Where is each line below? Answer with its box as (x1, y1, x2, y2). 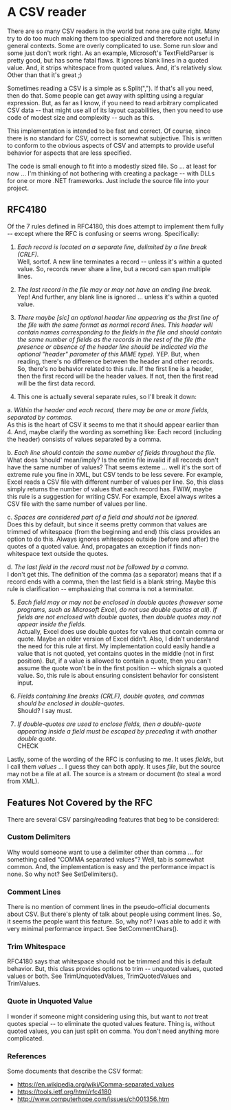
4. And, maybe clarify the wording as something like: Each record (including (7, 427, 222, 436)
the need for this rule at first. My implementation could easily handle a (16, 641, 216, 650)
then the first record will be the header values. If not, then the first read (16, 372, 219, 380)
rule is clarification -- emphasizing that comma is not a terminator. (7, 584, 195, 593)
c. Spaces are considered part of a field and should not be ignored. (7, 513, 199, 521)
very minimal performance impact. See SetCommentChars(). (7, 925, 179, 933)
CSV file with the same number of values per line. (7, 500, 148, 508)
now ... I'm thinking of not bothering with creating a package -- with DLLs (7, 169, 215, 178)
